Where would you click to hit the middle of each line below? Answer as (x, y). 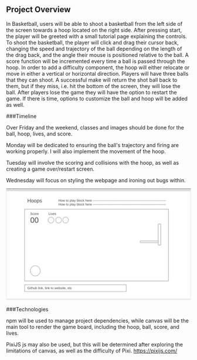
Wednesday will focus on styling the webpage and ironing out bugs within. (96, 180)
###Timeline (21, 116)
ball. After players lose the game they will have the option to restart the (91, 92)
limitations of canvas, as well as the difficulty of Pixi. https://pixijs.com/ (92, 351)
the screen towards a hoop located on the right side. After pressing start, (94, 30)
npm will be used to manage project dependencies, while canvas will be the (97, 320)
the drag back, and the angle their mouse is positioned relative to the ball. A (97, 55)
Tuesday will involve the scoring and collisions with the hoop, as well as (93, 162)
